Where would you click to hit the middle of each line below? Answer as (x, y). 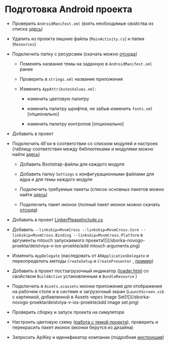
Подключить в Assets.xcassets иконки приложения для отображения (87, 286)
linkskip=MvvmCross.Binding (41, 235)
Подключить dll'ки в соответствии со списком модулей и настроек (85, 143)
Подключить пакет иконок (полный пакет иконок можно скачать (90, 204)
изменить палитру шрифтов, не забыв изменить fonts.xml (90, 108)
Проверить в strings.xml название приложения (71, 79)
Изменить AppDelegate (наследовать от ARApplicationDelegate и (80, 256)
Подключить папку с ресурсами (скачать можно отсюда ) (75, 54)
